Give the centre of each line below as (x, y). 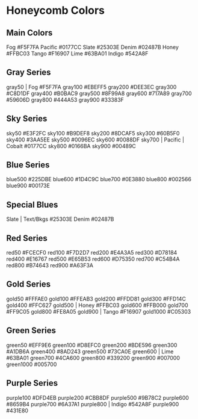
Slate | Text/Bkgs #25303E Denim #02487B (60, 219)
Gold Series (29, 284)
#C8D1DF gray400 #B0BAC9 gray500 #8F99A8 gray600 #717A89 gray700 (99, 93)
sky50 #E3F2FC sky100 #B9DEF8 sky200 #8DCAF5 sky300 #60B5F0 (93, 133)
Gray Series (29, 73)
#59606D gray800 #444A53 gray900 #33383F (65, 99)
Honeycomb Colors (56, 11)
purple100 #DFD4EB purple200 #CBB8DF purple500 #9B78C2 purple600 (98, 397)
